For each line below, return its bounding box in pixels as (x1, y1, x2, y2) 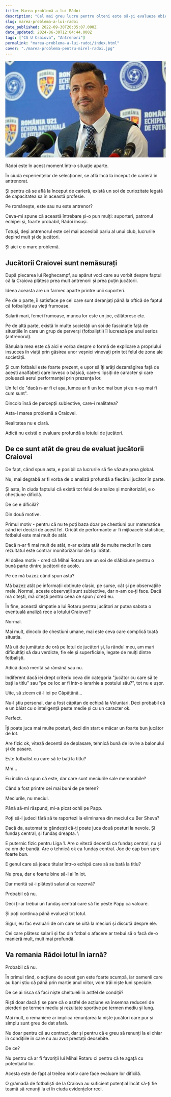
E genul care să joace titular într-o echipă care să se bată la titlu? (5, 861, 141, 867)
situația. (5, 634, 22, 640)
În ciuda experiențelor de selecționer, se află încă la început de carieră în (5, 173, 158, 179)
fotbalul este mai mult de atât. (5, 532, 68, 538)
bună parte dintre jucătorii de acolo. (5, 563, 80, 569)
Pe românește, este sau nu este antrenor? (5, 203, 93, 209)
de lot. (5, 730, 19, 736)
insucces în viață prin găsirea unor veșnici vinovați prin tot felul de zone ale (5, 348, 163, 355)
